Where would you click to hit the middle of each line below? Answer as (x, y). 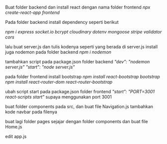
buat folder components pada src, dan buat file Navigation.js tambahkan (79, 106)
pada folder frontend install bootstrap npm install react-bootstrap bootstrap (83, 76)
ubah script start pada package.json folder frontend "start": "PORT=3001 (80, 91)
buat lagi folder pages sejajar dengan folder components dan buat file (77, 121)
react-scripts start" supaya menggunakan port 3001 (58, 97)
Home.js (14, 127)
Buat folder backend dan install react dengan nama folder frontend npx (78, 7)
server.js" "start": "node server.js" (40, 67)
